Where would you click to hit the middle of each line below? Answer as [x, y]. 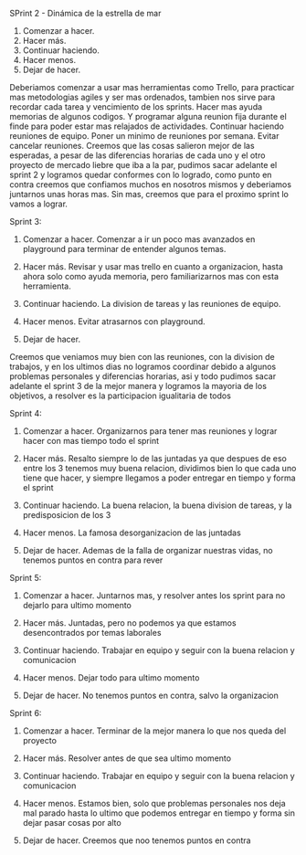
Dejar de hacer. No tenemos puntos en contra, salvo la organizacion [150, 695]
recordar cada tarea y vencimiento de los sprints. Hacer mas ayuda [136, 107]
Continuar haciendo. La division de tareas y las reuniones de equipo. [152, 304]
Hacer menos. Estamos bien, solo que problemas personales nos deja [154, 803]
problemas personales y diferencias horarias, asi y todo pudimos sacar [143, 376]
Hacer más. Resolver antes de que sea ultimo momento [127, 758]
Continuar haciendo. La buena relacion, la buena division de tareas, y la [157, 505]
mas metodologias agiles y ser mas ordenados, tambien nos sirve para [142, 97]
